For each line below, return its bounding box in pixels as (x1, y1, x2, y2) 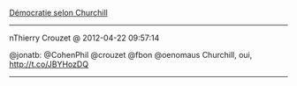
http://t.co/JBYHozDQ (9, 59, 89, 69)
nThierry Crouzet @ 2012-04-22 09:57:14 (9, 32, 160, 43)
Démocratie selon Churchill (9, 8, 108, 18)
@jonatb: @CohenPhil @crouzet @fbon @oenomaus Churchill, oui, (9, 50, 253, 60)
